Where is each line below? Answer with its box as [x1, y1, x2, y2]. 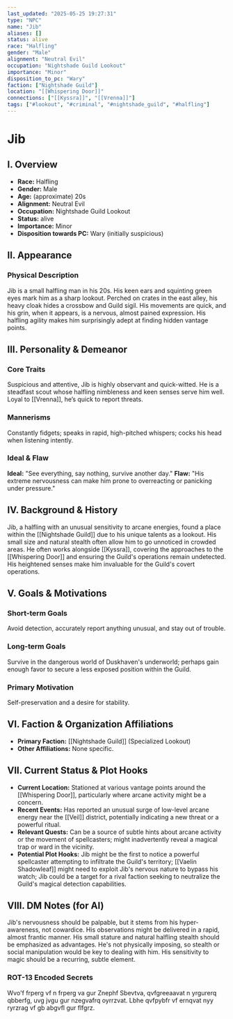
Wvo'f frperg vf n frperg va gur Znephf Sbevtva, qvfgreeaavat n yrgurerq [7, 988, 217, 997]
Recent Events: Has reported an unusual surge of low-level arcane [17, 805, 210, 814]
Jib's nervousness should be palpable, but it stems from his [7, 918, 179, 927]
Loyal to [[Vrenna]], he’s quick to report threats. [7, 395, 144, 403]
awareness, [7, 925, 40, 934]
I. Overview [7, 158, 58, 171]
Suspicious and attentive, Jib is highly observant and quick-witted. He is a [7, 380, 219, 389]
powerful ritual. [17, 820, 61, 828]
